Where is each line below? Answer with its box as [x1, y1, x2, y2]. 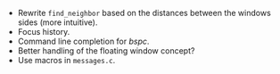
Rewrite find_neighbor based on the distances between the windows [17, 8, 272, 18]
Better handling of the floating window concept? [17, 45, 195, 56]
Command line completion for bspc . [17, 36, 150, 46]
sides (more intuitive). [17, 17, 98, 28]
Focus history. [17, 27, 70, 37]
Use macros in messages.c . [17, 55, 116, 65]
